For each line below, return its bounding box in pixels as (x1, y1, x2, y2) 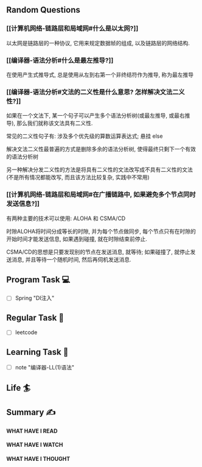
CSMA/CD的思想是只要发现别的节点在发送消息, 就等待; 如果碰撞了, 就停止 (6, 248, 190, 255)
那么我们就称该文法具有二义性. (16, 119, 93, 127)
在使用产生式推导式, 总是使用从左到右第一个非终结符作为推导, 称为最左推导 (6, 71, 193, 78)
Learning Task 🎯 (6, 347, 69, 357)
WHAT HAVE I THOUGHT (6, 455, 71, 462)
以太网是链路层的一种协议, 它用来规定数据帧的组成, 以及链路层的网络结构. (6, 39, 190, 46)
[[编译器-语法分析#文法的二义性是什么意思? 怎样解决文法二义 (6, 88, 185, 96)
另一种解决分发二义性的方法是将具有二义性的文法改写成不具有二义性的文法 (6, 166, 193, 173)
